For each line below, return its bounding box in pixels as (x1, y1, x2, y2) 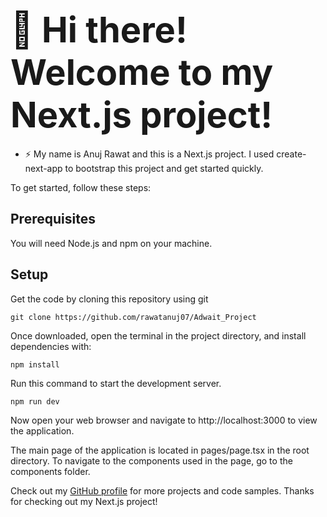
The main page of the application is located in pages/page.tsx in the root (10, 444, 310, 456)
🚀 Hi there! (10, 8, 188, 52)
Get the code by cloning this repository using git (10, 293, 209, 305)
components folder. (10, 465, 91, 477)
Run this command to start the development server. (10, 377, 222, 389)
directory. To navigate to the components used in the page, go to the (10, 454, 293, 467)
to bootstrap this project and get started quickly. (64, 162, 264, 174)
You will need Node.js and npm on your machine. (10, 237, 213, 249)
